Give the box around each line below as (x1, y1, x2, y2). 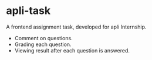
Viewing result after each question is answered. (14, 47, 130, 54)
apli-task (6, 4, 51, 17)
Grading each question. (14, 41, 72, 48)
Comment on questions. (14, 34, 73, 41)
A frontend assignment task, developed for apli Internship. (6, 23, 147, 30)
